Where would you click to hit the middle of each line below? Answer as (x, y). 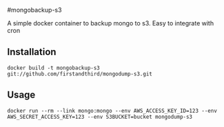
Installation (32, 52)
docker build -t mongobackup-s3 (53, 68)
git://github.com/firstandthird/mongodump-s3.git (80, 74)
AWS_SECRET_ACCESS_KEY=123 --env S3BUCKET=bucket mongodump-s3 (100, 117)
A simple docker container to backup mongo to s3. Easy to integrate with (111, 23)
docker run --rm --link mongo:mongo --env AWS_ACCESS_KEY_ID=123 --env (112, 111)
